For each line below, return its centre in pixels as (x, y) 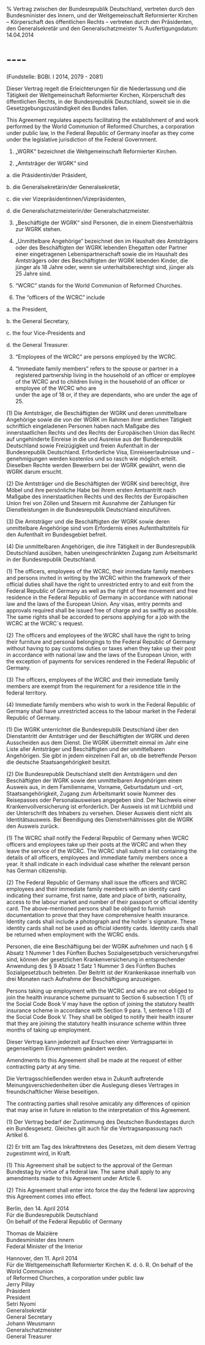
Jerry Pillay (20, 1284)
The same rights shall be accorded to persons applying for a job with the (98, 617)
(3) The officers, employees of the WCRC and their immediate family (93, 679)
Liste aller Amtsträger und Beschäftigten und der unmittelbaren (86, 749)
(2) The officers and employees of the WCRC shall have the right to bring (99, 635)
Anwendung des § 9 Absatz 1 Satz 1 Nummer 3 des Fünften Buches (91, 966)
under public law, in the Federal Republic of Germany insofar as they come (100, 133)
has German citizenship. (37, 871)
